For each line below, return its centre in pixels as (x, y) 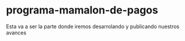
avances (16, 32)
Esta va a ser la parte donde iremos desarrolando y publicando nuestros (93, 26)
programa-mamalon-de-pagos (82, 10)
